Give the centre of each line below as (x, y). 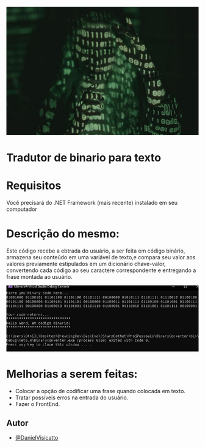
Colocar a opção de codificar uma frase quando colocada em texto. (100, 391)
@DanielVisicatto (37, 438)
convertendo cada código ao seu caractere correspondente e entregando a (101, 270)
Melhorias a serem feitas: (72, 374)
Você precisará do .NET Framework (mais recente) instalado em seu (92, 202)
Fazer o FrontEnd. (38, 404)
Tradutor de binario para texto (84, 157)
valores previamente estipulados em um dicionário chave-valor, (86, 264)
